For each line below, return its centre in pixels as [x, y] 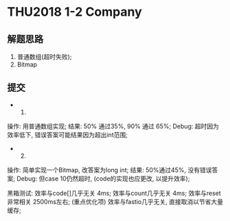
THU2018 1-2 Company [74, 12]
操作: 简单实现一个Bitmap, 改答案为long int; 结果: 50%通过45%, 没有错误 [110, 170]
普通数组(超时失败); [44, 57]
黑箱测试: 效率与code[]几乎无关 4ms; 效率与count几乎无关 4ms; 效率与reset [114, 193]
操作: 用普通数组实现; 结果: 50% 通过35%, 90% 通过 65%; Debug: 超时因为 [113, 126]
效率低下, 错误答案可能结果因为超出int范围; [68, 135]
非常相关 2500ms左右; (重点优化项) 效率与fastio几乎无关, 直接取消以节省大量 [115, 201]
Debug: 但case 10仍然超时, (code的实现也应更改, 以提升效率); [103, 178]
